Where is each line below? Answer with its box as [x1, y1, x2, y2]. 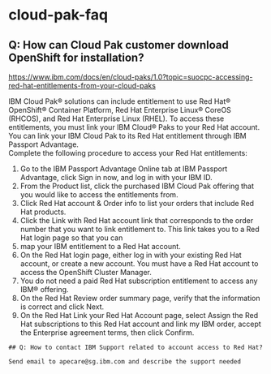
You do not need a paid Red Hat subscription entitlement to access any [19, 276, 258, 286]
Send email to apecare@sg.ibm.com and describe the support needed [8, 358, 242, 366]
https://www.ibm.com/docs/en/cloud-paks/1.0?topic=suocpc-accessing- [8, 72, 253, 82]
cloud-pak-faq [8, 6, 108, 24]
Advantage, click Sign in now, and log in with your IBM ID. [19, 173, 213, 182]
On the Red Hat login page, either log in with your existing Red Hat [19, 250, 242, 260]
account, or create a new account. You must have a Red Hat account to [19, 259, 259, 269]
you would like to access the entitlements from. [19, 190, 179, 200]
